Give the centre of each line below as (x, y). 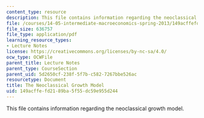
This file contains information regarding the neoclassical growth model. (95, 108)
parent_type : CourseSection (42, 68)
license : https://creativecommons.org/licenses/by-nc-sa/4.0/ (87, 52)
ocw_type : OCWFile (29, 57)
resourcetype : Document (36, 80)
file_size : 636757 (29, 29)
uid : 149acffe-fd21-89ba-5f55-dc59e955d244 (62, 91)
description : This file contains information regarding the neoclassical (102, 18)
